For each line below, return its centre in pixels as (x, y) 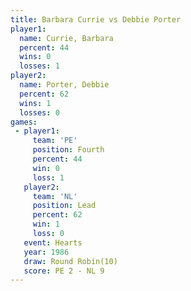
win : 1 (46, 224)
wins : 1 (35, 103)
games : (24, 122)
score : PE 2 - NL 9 (64, 271)
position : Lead (64, 206)
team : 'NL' (55, 196)
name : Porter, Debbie (64, 85)
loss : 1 (48, 177)
